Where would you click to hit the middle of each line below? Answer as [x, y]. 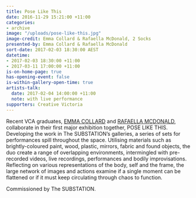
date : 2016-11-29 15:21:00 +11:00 [49, 17]
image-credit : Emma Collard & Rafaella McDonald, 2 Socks [79, 39]
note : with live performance [47, 99]
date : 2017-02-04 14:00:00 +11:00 [54, 93]
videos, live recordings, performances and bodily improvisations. [108, 159]
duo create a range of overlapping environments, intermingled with [87, 152]
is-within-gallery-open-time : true [50, 83]
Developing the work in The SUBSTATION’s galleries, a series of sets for [93, 133]
